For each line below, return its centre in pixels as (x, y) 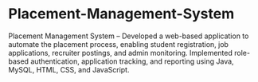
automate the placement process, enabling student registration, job (119, 44)
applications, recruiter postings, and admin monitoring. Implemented (121, 53)
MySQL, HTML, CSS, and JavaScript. (69, 69)
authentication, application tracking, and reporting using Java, (132, 61)
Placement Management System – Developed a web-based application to (129, 36)
